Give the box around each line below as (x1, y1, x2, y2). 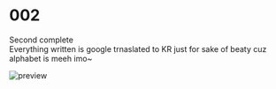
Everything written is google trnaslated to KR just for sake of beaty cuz (9, 43, 267, 54)
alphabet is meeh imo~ (9, 53, 93, 63)
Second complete (9, 34, 73, 45)
